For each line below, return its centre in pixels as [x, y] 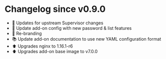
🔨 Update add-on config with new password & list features [72, 28]
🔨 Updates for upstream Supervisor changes [58, 23]
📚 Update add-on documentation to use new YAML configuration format [86, 39]
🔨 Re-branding [27, 33]
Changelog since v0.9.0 [55, 9]
